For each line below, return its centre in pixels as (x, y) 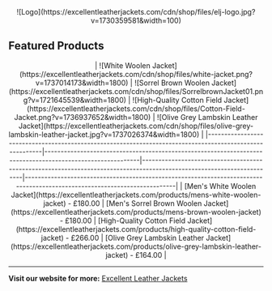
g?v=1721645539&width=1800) (75, 100)
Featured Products (56, 46)
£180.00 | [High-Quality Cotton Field (125, 220)
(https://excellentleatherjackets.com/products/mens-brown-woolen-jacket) (136, 212)
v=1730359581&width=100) (136, 20)
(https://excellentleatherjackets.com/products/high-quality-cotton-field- (136, 229)
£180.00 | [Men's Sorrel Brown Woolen (137, 203)
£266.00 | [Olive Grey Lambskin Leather (138, 238)
